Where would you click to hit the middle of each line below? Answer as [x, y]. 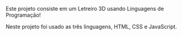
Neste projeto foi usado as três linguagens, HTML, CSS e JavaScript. [91, 27]
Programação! [23, 15]
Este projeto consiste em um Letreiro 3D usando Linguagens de [85, 9]
